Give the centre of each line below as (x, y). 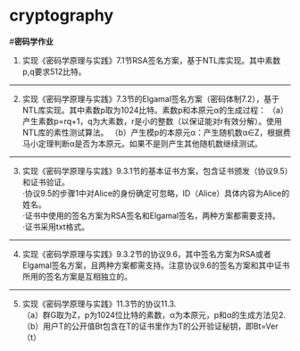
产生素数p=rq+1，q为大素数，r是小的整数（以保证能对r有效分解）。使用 (152, 121)
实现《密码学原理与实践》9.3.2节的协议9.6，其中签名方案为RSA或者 (147, 254)
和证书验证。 (46, 182)
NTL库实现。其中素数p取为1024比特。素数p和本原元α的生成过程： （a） (155, 110)
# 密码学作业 (31, 41)
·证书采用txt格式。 (55, 226)
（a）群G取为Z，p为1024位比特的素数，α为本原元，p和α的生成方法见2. (154, 314)
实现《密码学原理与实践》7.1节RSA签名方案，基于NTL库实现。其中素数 (151, 60)
